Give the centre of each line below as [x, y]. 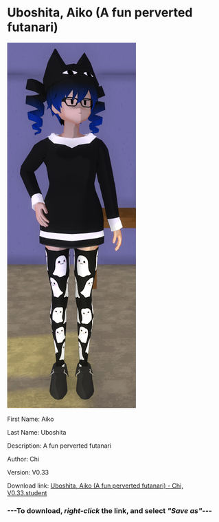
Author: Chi [23, 459]
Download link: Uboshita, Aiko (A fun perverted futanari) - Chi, [95, 486]
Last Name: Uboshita [37, 432]
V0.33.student [27, 492]
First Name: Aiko [31, 419]
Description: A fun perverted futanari [59, 446]
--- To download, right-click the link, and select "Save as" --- [110, 510]
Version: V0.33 [28, 472]
